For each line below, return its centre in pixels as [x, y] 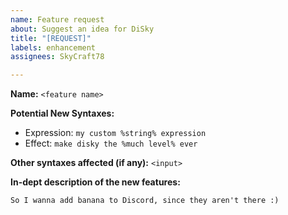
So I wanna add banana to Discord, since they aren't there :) [145, 201]
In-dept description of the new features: [95, 182]
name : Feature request [57, 19]
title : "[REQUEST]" [51, 38]
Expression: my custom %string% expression [115, 133]
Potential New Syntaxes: [62, 113]
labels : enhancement [53, 47]
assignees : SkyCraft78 [57, 57]
